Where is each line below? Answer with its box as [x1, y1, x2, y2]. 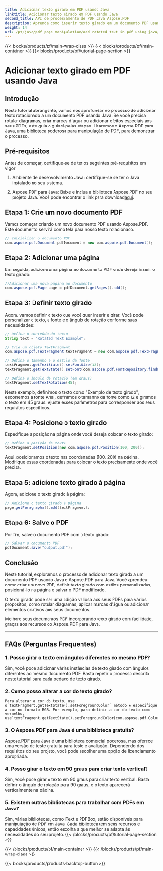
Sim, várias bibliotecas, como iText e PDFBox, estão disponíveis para [5, 816, 143, 822]
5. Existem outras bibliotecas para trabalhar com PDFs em [5, 799, 144, 806]
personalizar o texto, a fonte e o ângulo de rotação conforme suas [5, 317, 137, 323]
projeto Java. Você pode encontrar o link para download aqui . [12, 194, 135, 200]
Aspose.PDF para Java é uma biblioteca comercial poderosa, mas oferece [5, 738, 153, 744]
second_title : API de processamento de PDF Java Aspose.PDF [5, 16, 130, 21]
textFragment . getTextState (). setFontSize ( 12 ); [5, 363, 101, 367]
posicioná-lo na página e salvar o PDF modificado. [5, 587, 106, 593]
